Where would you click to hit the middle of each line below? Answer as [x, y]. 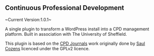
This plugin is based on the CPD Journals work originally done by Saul [75, 43]
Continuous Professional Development [65, 8]
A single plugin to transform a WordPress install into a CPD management [77, 29]
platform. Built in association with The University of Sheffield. [66, 34]
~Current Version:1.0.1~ [28, 19]
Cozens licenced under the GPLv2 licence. [47, 48]
